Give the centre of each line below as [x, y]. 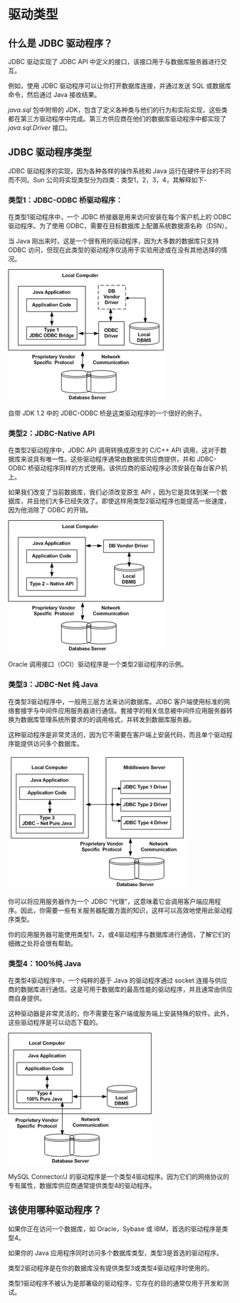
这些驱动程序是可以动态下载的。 [55, 1022]
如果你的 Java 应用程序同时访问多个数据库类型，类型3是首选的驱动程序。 [115, 1252]
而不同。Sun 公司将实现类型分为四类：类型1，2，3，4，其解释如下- [108, 180]
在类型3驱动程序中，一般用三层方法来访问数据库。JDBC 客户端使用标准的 [116, 701]
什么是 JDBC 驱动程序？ [61, 43]
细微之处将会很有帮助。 [42, 943]
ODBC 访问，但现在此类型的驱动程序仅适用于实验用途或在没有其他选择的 [115, 250]
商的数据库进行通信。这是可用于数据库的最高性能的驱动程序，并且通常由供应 [120, 989]
